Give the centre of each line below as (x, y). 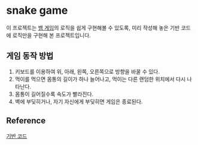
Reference (26, 121)
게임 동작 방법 (30, 56)
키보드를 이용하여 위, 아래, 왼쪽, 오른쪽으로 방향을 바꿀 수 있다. (87, 71)
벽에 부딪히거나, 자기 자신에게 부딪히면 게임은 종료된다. (79, 101)
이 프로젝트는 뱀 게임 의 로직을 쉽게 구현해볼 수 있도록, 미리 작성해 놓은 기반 (93, 28)
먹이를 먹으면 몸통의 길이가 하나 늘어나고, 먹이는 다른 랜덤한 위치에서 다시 (100, 79)
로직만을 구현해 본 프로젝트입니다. (51, 35)
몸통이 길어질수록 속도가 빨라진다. (54, 94)
